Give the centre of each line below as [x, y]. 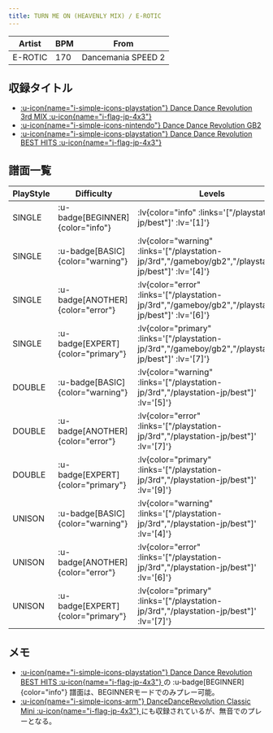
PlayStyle [31, 194]
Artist [30, 43]
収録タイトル [41, 88]
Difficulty [94, 194]
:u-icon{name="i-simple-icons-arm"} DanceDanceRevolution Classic [136, 701]
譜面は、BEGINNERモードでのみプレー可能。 [144, 692]
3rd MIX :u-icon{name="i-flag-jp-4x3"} [86, 117]
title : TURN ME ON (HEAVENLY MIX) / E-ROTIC [85, 16]
